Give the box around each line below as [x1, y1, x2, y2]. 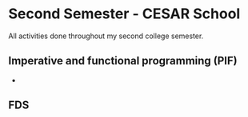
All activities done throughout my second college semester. [8, 31, 204, 41]
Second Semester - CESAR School [8, 5, 241, 23]
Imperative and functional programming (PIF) [8, 54, 238, 68]
